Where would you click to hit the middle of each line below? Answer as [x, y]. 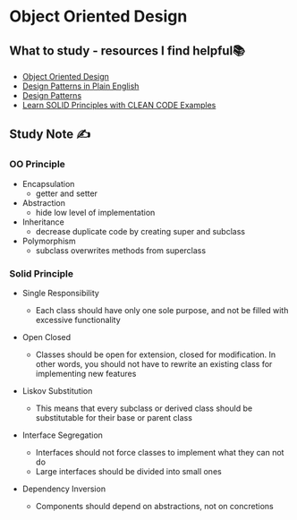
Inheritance [43, 222]
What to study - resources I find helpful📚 [127, 51]
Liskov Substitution [57, 390]
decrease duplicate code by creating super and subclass [140, 231]
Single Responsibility [61, 293]
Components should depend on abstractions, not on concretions [155, 506]
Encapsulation [48, 183]
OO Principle [37, 165]
